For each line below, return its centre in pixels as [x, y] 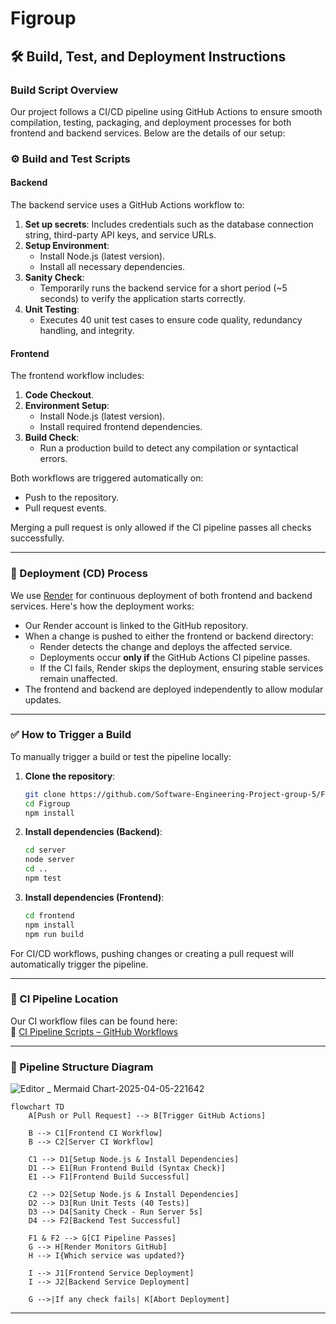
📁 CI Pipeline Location [64, 999]
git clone [45, 794]
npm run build [54, 934]
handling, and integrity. [87, 330]
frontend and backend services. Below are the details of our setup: [148, 133]
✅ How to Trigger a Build [71, 735]
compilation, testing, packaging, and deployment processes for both [151, 122]
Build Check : [52, 438]
